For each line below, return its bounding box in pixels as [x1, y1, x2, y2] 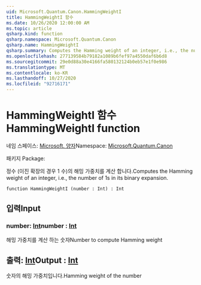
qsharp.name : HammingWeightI [6, 42, 79, 48]
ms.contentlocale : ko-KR [6, 70, 68, 76]
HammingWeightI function [6, 122, 141, 135]
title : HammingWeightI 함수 [6, 14, 74, 20]
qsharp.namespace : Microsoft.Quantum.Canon [6, 36, 117, 42]
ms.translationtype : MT [6, 64, 66, 71]
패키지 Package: [6, 155, 45, 162]
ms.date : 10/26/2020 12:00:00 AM [6, 20, 90, 26]
